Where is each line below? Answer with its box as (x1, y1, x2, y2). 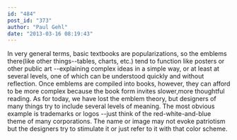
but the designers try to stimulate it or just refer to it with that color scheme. (7, 124, 228, 133)
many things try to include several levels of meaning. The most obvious (7, 102, 215, 110)
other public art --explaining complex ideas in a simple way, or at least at (7, 64, 219, 73)
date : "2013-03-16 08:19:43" (7, 30, 93, 37)
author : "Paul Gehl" (7, 23, 69, 30)
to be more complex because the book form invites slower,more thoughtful (7, 87, 225, 95)
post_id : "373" (7, 17, 52, 24)
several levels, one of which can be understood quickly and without (7, 72, 204, 81)
